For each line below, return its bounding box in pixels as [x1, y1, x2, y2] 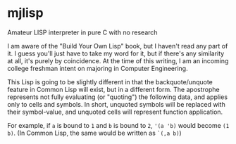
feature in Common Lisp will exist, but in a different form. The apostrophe [7, 85, 220, 93]
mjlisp [7, 5, 44, 21]
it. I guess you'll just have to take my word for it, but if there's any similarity [7, 49, 225, 58]
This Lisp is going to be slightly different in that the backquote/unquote [7, 77, 213, 86]
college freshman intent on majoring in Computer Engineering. [7, 64, 188, 72]
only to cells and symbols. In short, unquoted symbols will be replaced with [7, 100, 225, 108]
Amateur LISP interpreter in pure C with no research [7, 28, 158, 37]
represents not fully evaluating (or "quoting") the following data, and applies [7, 93, 228, 101]
